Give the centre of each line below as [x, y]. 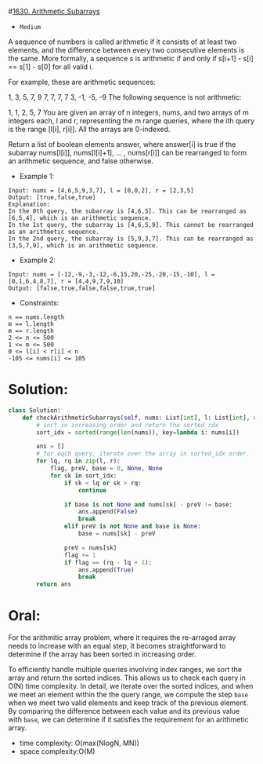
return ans [54, 584]
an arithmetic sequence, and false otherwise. [81, 161]
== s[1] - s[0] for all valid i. [51, 67]
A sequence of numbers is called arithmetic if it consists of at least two [122, 42]
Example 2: [38, 260]
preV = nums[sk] [90, 548]
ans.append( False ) [108, 512]
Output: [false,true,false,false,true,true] [82, 288]
